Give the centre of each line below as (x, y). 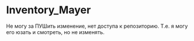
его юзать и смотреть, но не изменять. (55, 32)
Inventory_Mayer (49, 10)
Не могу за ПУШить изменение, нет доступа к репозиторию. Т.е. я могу (97, 26)
